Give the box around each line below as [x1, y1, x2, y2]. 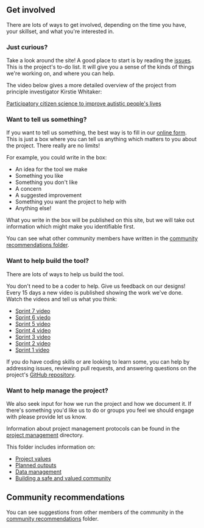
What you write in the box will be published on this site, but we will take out [6, 216, 195, 224]
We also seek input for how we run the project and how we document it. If [6, 400, 192, 407]
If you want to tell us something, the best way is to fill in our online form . [6, 129, 187, 136]
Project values [15, 455, 52, 462]
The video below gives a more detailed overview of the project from [6, 82, 177, 89]
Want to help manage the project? [6, 386, 108, 395]
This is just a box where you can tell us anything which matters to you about [6, 136, 197, 143]
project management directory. [6, 431, 84, 439]
